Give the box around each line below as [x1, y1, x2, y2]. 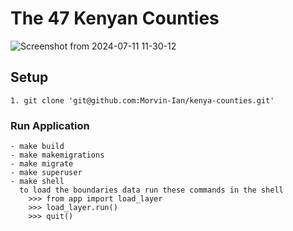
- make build [10, 142, 65, 152]
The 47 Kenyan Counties [10, 7, 220, 30]
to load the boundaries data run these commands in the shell [19, 185, 284, 196]
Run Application [10, 118, 90, 132]
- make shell [10, 177, 65, 187]
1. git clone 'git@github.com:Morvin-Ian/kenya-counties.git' [10, 95, 275, 106]
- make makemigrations [10, 150, 105, 161]
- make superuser [10, 168, 83, 178]
